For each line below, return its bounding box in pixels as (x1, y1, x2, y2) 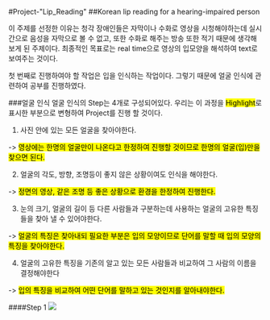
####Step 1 (8, 302, 47, 312)
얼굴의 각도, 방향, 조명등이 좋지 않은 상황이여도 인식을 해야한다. (19, 169, 218, 179)
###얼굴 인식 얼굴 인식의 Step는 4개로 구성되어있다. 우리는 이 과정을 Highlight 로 (8, 98, 262, 107)
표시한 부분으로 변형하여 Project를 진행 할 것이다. (8, 108, 164, 118)
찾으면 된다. (8, 152, 46, 162)
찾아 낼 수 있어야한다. (35, 214, 102, 223)
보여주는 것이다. (8, 54, 59, 63)
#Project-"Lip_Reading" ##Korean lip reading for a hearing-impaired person (8, 7, 260, 16)
